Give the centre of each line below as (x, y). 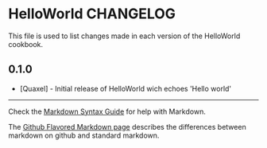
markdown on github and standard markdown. (84, 135)
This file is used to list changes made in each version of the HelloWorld (124, 36)
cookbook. (26, 44)
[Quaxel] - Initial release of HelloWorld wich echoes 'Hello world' (126, 88)
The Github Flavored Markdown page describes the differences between (127, 127)
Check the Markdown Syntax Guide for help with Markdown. (107, 111)
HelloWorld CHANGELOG (92, 14)
